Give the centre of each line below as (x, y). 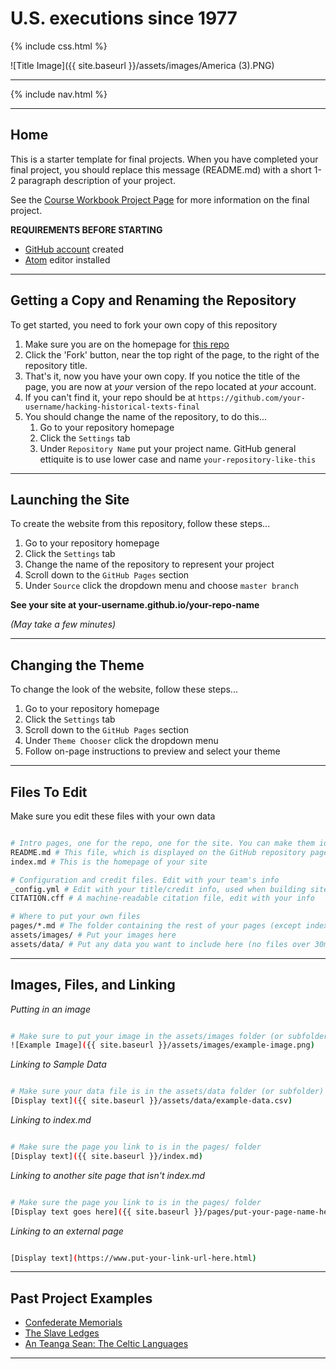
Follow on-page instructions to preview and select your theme (152, 751)
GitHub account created (74, 249)
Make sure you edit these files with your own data (113, 816)
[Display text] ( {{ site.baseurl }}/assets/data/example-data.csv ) (151, 1101)
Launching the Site (70, 499)
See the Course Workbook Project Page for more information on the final (160, 199)
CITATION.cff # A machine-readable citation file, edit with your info (162, 898)
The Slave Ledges (62, 1333)
